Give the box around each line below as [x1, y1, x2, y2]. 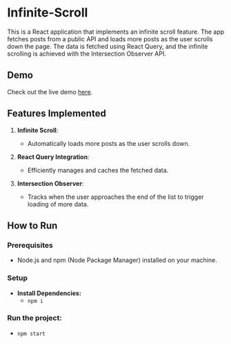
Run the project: [7, 313, 62, 323]
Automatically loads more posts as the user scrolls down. [27, 139, 190, 147]
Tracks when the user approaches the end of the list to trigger [27, 193, 205, 201]
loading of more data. [27, 200, 89, 208]
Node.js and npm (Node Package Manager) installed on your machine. [17, 256, 217, 264]
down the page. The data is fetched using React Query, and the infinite [7, 42, 208, 50]
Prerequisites [7, 240, 53, 250]
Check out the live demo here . [7, 87, 93, 96]
